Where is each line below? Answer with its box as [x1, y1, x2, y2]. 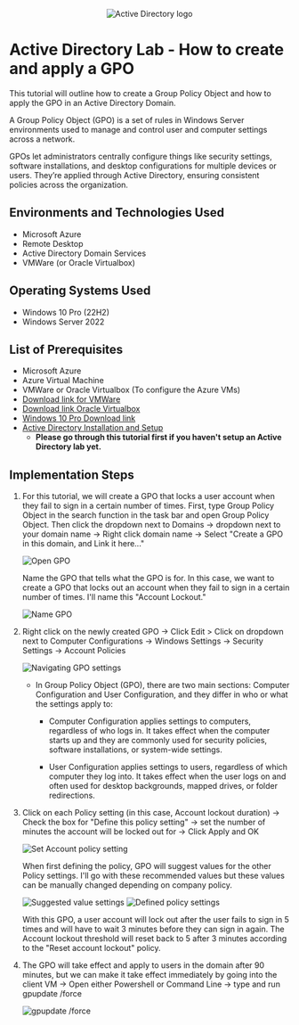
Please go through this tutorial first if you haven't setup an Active [35, 432, 282, 443]
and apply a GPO [9, 59, 135, 79]
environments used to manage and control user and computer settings [9, 124, 268, 135]
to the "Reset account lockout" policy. [21, 943, 162, 954]
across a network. [9, 134, 76, 144]
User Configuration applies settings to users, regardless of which [48, 762, 287, 773]
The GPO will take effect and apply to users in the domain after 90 [21, 960, 265, 971]
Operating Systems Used [9, 283, 151, 299]
